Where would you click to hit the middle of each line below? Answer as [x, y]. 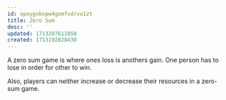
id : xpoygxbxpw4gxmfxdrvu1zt [50, 14]
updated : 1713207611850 [42, 33]
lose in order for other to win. [50, 68]
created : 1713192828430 [42, 40]
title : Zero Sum [31, 20]
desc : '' [20, 27]
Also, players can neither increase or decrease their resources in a [104, 81]
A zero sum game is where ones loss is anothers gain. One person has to [113, 60]
